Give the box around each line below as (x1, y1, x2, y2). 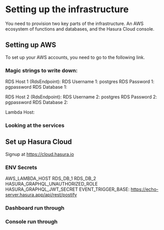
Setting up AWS (5, 41, 57, 49)
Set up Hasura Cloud (5, 138, 72, 146)
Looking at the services (5, 121, 65, 129)
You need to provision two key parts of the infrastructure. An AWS (5, 20, 144, 27)
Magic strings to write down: (5, 67, 78, 74)
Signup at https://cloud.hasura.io (5, 151, 74, 157)
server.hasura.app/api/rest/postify (5, 192, 77, 198)
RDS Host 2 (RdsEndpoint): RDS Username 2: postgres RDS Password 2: (5, 94, 157, 100)
